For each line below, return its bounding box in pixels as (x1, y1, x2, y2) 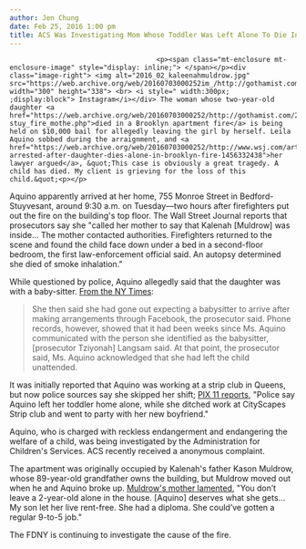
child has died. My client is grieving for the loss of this (9, 167, 247, 176)
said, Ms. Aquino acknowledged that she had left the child (31, 352, 250, 363)
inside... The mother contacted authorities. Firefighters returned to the (9, 230, 273, 241)
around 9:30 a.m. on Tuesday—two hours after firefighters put (56, 201, 290, 212)
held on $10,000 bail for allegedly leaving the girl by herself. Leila (9, 127, 291, 137)
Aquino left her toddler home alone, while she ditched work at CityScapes (9, 399, 287, 410)
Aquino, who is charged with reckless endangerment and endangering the (9, 426, 289, 438)
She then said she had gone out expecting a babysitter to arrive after (31, 304, 291, 315)
